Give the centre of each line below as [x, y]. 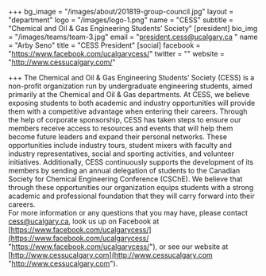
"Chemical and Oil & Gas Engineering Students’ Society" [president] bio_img [133, 28]
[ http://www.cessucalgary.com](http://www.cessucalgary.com [110, 255]
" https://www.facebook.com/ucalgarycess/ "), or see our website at [118, 247]
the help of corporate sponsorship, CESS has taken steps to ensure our [125, 120]
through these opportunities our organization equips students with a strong [131, 187]
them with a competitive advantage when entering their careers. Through [128, 111]
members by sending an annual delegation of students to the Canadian [124, 171]
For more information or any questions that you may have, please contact [128, 213]
